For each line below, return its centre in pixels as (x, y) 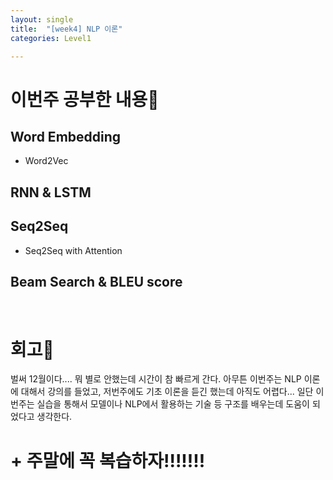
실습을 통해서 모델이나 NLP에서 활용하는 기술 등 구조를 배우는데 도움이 (173, 404)
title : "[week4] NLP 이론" (66, 29)
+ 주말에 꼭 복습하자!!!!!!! (108, 460)
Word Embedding (66, 136)
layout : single (42, 19)
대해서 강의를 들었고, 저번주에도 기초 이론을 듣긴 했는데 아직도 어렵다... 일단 (167, 392)
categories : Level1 (51, 38)
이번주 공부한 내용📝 (85, 99)
